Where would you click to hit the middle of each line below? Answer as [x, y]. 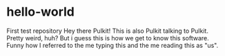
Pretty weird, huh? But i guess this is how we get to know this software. [108, 38]
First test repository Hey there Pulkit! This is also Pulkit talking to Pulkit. [107, 31]
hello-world [41, 12]
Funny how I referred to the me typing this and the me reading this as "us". [112, 45]
